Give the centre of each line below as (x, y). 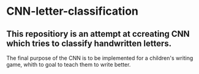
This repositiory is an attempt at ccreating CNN (98, 34)
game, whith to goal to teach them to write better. (69, 65)
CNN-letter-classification (73, 11)
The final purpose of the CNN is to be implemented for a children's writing (100, 58)
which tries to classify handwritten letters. (89, 43)
